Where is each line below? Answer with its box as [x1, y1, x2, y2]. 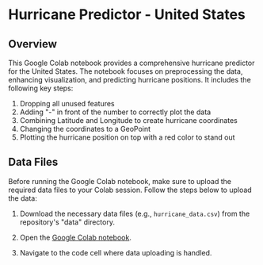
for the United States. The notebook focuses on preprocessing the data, [8, 67, 243, 76]
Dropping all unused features [19, 99, 115, 108]
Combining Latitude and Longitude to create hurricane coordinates [19, 116, 238, 125]
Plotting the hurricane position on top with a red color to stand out [19, 132, 235, 142]
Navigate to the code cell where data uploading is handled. [19, 248, 212, 257]
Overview [8, 37, 58, 51]
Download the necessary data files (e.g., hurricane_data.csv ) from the [19, 209, 250, 218]
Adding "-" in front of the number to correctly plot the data [19, 107, 212, 117]
